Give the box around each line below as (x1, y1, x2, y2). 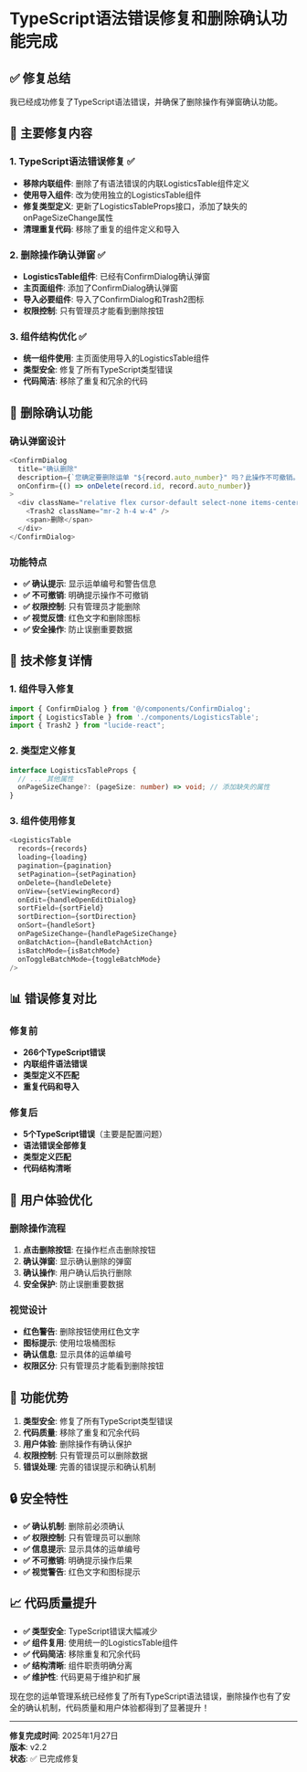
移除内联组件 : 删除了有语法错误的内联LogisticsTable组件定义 (22, 177, 249, 188)
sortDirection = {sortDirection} (17, 912, 137, 922)
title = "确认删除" (17, 464, 79, 473)
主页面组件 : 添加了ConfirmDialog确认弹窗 (22, 282, 178, 293)
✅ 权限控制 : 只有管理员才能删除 (22, 601, 141, 612)
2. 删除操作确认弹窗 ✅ (9, 248, 106, 261)
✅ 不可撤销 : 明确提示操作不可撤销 (22, 590, 149, 601)
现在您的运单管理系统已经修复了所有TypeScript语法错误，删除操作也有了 (9, 1691, 283, 1702)
